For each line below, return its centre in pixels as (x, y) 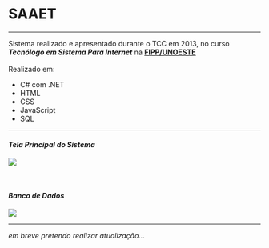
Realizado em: (32, 69)
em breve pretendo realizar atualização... (77, 236)
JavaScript (38, 110)
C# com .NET (42, 84)
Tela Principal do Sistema (52, 144)
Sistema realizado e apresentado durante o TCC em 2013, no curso (119, 43)
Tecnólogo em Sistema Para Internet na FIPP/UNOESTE (102, 52)
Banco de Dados (36, 195)
